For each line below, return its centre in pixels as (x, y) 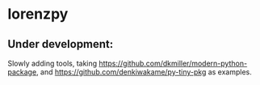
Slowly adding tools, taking (52, 63)
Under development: (61, 44)
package (22, 72)
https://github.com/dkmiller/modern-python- (173, 63)
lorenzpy (38, 14)
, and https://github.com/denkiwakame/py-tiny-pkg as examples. (144, 72)
